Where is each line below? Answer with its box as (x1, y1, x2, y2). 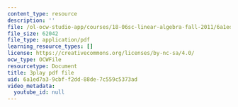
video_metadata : (7, 82, 55, 89)
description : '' (7, 17, 55, 24)
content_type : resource (7, 10, 78, 18)
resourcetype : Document (7, 63, 78, 70)
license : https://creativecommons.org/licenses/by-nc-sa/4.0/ (7, 50, 195, 57)
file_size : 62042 (7, 30, 59, 37)
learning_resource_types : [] (7, 43, 93, 50)
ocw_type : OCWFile (7, 56, 62, 63)
